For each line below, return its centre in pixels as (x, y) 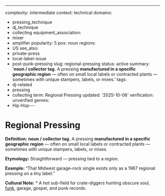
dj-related (22, 85)
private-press (26, 53)
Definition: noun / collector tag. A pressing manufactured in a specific (78, 139)
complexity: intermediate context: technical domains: (59, 12)
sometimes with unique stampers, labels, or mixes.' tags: (69, 79)
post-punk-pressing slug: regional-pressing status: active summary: (81, 64)
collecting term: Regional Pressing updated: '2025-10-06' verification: (83, 95)
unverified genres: (31, 100)
